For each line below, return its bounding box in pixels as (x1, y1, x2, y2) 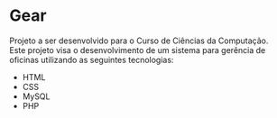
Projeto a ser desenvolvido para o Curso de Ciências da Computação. (9, 35, 269, 46)
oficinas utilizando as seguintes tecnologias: (9, 54, 174, 65)
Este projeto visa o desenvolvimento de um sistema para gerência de (9, 44, 266, 55)
